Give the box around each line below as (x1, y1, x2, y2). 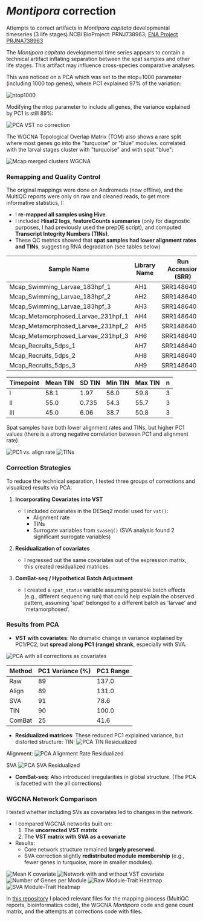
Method (9, 667, 33, 675)
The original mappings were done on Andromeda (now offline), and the (6, 186, 183, 194)
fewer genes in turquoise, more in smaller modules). (24, 859, 154, 866)
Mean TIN (45, 379, 74, 387)
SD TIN (79, 379, 101, 387)
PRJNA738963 (6, 37, 43, 44)
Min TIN (106, 379, 130, 387)
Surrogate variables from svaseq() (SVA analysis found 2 (33, 526, 175, 534)
